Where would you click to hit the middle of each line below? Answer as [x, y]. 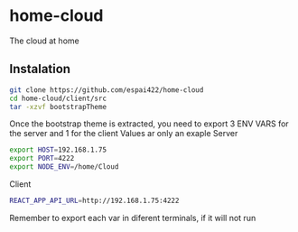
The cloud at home [44, 41]
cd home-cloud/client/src [58, 98]
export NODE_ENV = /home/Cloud [64, 167]
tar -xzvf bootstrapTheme [58, 107]
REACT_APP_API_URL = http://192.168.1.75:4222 [94, 200]
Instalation [40, 69]
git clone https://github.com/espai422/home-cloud [107, 90]
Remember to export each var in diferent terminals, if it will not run [133, 218]
